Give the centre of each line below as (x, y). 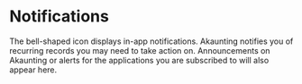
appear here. (33, 70)
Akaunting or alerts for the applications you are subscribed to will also (139, 60)
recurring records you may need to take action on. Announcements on (140, 50)
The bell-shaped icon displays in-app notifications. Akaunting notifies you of (151, 41)
